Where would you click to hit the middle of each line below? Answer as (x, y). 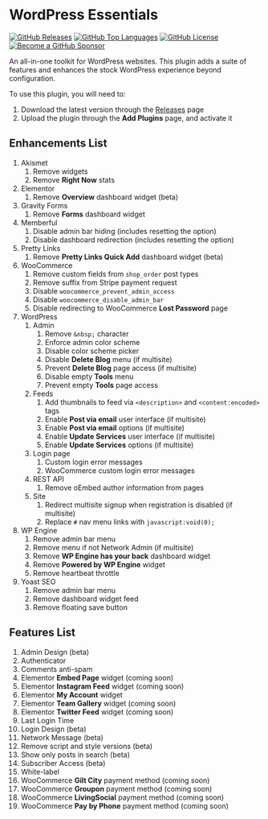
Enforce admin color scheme (92, 342)
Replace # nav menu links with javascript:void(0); (130, 521)
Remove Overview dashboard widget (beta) (106, 197)
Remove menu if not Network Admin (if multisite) (113, 547)
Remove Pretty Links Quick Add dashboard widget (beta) (128, 257)
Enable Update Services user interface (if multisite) (130, 436)
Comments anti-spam (57, 669)
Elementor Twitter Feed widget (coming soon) (97, 712)
